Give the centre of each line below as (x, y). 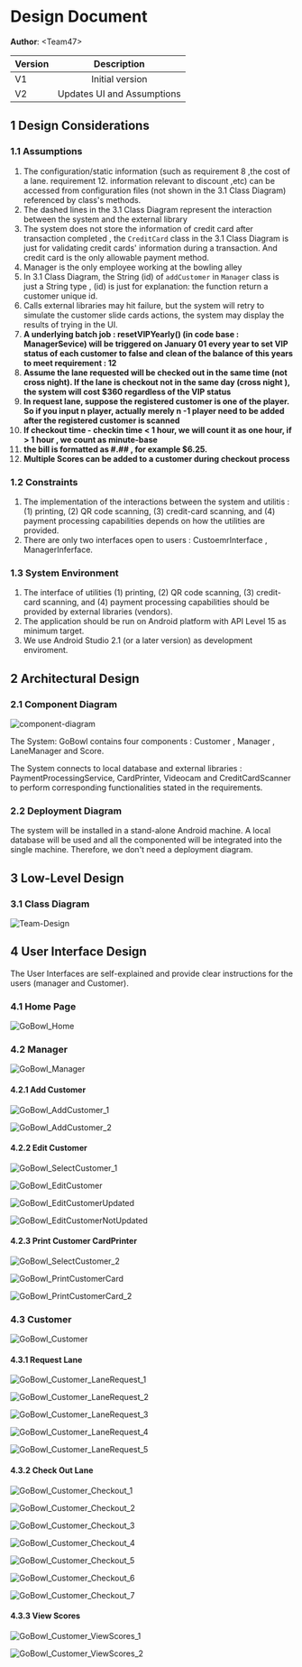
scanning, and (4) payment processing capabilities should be (156, 603)
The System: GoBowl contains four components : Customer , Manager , (143, 741)
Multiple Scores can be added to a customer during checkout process (156, 458)
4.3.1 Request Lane (46, 1359)
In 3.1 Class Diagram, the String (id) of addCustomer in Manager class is (151, 276)
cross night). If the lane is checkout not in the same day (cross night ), (157, 382)
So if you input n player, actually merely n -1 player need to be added (154, 410)
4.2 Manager (39, 1049)
